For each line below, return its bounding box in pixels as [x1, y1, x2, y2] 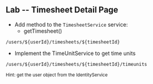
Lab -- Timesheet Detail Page [5, 5, 119, 15]
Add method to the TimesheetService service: [14, 21, 128, 28]
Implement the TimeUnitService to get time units [14, 50, 136, 57]
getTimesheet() [23, 27, 63, 34]
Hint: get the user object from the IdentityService [5, 72, 108, 78]
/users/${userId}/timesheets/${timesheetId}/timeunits [5, 61, 148, 67]
